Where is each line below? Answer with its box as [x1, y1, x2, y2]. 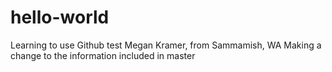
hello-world [10, 6, 110, 29]
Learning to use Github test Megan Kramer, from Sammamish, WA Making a [10, 39, 322, 51]
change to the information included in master [10, 49, 196, 61]
